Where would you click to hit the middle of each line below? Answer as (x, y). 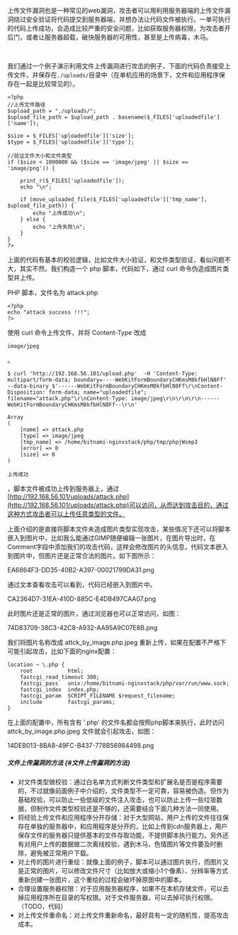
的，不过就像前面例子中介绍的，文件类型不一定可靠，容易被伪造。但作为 (123, 791)
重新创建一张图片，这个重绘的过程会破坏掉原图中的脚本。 (101, 880)
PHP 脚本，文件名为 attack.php (53, 293)
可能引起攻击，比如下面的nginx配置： (62, 651)
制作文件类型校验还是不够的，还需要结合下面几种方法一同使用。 (130, 808)
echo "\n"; (36, 187)
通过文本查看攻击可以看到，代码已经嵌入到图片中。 (82, 584)
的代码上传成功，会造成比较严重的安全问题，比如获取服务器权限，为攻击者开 (119, 28)
